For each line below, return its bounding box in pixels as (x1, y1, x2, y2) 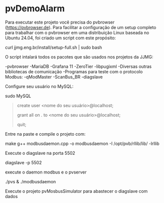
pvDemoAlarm (5, 3, 65, 14)
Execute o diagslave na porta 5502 (5, 150, 75, 156)
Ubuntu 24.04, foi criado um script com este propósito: (5, 35, 116, 41)
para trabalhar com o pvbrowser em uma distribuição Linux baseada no (5, 29, 149, 35)
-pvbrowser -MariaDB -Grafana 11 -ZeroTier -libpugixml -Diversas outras (5, 63, 152, 69)
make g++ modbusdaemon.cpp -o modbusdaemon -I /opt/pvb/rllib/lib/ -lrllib (5, 141, 160, 146)
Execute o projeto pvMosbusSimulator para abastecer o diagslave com (5, 188, 148, 194)
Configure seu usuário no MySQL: (5, 83, 73, 89)
